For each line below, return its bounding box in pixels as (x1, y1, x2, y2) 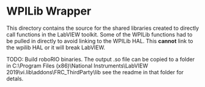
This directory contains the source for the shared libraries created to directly (6, 24, 199, 32)
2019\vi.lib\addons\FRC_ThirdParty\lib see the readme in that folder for (6, 68, 184, 75)
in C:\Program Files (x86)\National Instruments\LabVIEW (6, 62, 148, 69)
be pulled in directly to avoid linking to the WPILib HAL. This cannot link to (6, 37, 193, 44)
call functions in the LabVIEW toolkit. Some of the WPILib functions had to (6, 30, 193, 38)
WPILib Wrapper (6, 4, 92, 18)
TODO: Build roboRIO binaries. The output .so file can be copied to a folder (6, 55, 195, 63)
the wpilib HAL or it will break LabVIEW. (6, 44, 106, 51)
